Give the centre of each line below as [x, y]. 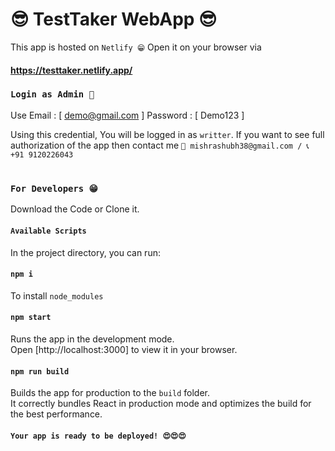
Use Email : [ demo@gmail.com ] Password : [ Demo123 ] [127, 115]
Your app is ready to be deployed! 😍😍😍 [98, 436]
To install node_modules [57, 295]
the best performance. [56, 414]
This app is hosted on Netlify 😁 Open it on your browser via [136, 47]
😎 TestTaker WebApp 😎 [114, 19]
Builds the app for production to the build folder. [110, 393]
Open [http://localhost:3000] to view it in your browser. [124, 349]
